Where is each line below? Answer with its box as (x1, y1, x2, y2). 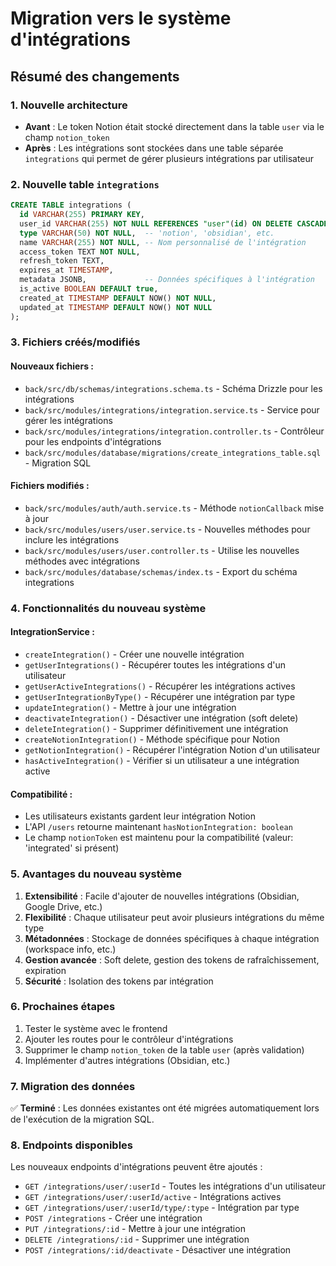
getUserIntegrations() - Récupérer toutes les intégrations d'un (24, 659, 287, 671)
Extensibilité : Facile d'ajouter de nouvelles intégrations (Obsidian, (24, 890, 300, 902)
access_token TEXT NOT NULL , (19, 247, 141, 257)
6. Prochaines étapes (10, 1000, 116, 1014)
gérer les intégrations (24, 414, 113, 426)
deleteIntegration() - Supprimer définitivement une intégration (24, 723, 289, 734)
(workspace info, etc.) (24, 943, 117, 955)
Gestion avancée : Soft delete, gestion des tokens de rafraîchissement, (24, 953, 320, 966)
